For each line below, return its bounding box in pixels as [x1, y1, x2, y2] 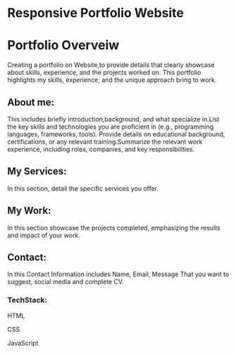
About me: [7, 96, 55, 108]
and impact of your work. [7, 231, 81, 240]
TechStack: [7, 295, 48, 305]
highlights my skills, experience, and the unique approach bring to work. [7, 76, 217, 84]
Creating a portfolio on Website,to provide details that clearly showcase [7, 61, 215, 69]
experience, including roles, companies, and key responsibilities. [7, 145, 195, 153]
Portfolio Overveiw [7, 37, 120, 54]
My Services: [7, 165, 67, 177]
